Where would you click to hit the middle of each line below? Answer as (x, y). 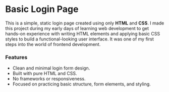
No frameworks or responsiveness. (49, 79)
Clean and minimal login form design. (51, 68)
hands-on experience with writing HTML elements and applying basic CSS (83, 33)
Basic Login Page (42, 9)
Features (16, 57)
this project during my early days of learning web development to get (77, 28)
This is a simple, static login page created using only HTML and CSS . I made (85, 23)
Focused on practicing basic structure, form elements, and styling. (82, 84)
